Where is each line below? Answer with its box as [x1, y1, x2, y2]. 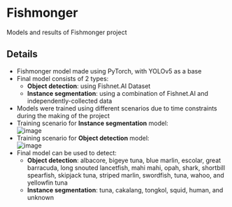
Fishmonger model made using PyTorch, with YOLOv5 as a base [16, 66, 202, 75]
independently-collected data [27, 97, 113, 105]
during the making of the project [16, 111, 110, 120]
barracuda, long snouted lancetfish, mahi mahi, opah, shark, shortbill [27, 163, 225, 172]
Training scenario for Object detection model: [16, 134, 150, 142]
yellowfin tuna [27, 178, 68, 187]
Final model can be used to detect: [16, 148, 117, 157]
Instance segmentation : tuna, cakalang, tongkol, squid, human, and [27, 185, 224, 194]
